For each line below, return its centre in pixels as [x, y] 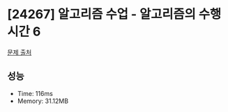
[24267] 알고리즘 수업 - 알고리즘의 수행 [114, 14]
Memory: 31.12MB [43, 101]
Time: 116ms [35, 93]
